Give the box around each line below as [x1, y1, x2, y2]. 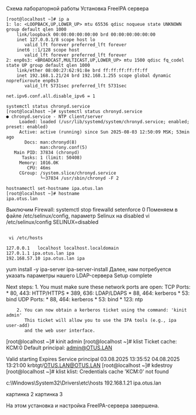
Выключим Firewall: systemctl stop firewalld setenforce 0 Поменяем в [6, 206, 178, 213]
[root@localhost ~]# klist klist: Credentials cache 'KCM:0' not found [6, 368, 169, 375]
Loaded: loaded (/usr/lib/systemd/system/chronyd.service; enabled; [19, 119, 190, 125]
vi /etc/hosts [8, 235, 43, 241]
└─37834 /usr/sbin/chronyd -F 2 [40, 175, 119, 181]
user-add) [6, 322, 30, 328]
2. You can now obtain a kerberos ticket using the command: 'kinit [16, 307, 187, 313]
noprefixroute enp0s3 [6, 78, 59, 84]
